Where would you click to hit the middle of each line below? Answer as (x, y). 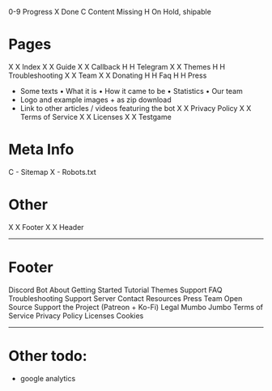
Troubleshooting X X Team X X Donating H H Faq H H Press (108, 75)
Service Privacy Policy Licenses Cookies (76, 316)
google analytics (48, 378)
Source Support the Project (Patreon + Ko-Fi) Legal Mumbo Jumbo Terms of (136, 307)
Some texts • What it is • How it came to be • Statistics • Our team (131, 91)
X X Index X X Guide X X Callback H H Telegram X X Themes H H (117, 66)
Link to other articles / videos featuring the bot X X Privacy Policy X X (136, 108)
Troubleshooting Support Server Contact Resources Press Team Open (125, 298)
